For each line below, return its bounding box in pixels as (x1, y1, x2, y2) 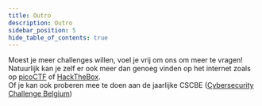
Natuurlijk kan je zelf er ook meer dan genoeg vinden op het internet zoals (8, 64, 252, 74)
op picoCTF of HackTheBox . (8, 72, 101, 81)
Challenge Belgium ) (8, 89, 73, 99)
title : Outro (8, 11, 52, 20)
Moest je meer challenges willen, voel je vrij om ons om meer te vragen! (8, 55, 244, 65)
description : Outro (8, 19, 73, 27)
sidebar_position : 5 (8, 26, 77, 34)
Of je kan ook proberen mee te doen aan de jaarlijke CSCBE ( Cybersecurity (8, 81, 254, 90)
